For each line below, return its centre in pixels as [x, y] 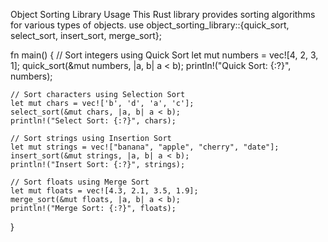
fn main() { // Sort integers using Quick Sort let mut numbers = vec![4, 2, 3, [164, 55]
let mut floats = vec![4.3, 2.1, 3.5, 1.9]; [104, 191]
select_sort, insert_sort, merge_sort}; [86, 35]
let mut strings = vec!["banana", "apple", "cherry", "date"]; [145, 147]
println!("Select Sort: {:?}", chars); [93, 121]
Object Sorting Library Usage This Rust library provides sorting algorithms [163, 14]
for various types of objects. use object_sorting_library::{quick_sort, [150, 25]
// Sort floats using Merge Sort [80, 182]
